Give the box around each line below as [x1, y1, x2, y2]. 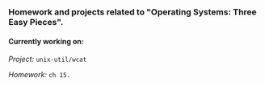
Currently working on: [8, 36, 85, 46]
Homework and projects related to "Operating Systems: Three [8, 6, 257, 18]
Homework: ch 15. [8, 70, 71, 80]
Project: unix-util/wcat [8, 55, 87, 64]
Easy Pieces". [8, 16, 64, 27]
